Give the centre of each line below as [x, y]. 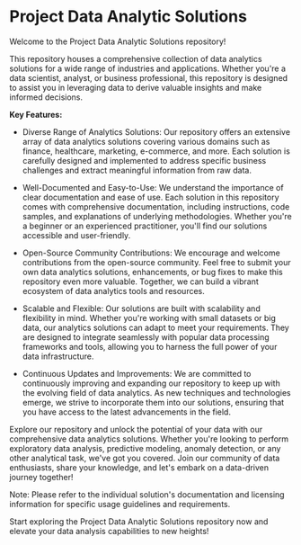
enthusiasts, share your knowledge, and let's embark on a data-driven [139, 467]
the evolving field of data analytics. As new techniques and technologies [156, 392]
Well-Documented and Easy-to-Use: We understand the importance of [153, 187]
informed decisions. [46, 97]
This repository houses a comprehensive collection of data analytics [136, 58]
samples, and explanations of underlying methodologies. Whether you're [157, 216]
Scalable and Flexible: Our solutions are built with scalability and [141, 308]
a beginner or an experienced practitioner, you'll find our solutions [145, 226]
